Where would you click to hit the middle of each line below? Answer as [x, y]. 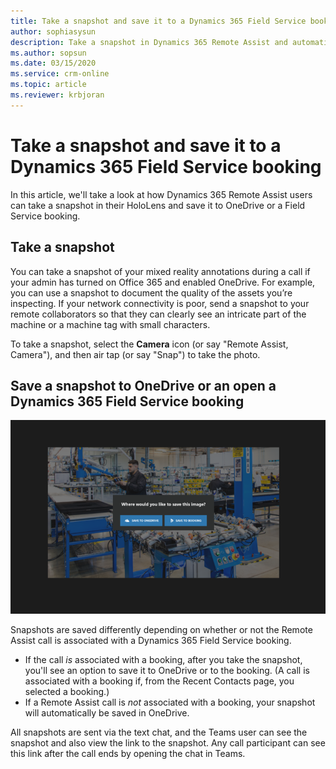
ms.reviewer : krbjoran [57, 95]
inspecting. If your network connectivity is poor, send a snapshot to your [160, 303]
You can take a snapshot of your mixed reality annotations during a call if [160, 271]
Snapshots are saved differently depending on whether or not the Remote [161, 629]
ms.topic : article [48, 85]
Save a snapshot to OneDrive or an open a [143, 385]
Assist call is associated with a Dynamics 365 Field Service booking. [151, 640]
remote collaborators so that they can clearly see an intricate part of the [158, 314]
